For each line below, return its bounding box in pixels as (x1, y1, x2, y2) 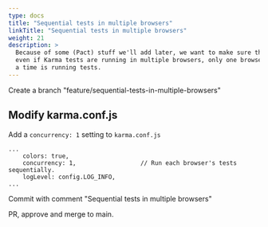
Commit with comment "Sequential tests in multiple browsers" (8, 194, 213, 203)
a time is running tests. (15, 64, 102, 72)
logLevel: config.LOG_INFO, (22, 173, 116, 181)
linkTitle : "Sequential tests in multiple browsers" (8, 26, 187, 34)
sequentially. (8, 166, 56, 174)
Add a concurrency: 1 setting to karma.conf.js (8, 129, 161, 139)
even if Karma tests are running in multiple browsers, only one (15, 57, 238, 65)
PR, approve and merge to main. (8, 209, 114, 219)
